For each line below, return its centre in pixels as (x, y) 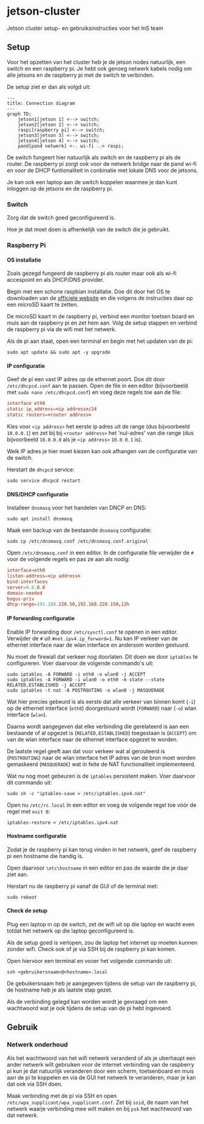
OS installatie (24, 260)
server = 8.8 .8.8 (26, 587)
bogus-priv (21, 599)
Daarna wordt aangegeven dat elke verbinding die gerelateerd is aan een (98, 726)
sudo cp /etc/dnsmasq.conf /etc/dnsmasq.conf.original (78, 542)
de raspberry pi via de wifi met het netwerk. (62, 329)
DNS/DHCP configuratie (38, 494)
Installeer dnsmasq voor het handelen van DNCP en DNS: (77, 508)
